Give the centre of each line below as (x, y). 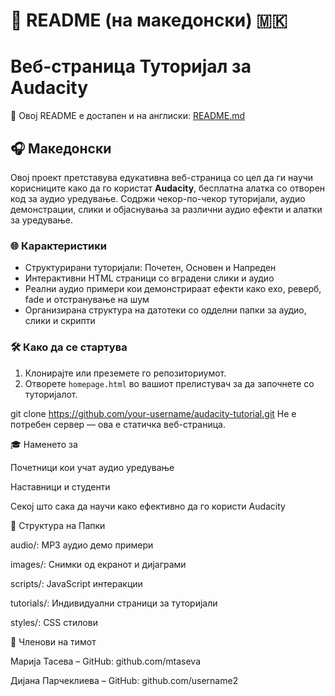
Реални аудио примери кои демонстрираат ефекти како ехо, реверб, (173, 289)
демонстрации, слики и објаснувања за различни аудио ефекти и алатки (166, 209)
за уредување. (42, 220)
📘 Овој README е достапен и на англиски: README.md (128, 116)
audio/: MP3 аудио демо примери (82, 545)
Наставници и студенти (60, 486)
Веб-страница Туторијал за (131, 66)
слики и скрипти (60, 321)
